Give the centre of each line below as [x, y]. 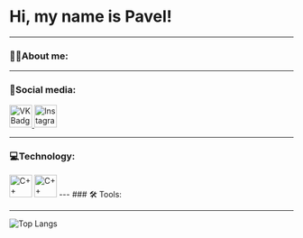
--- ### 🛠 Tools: [90, 194]
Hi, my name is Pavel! [91, 17]
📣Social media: [43, 90]
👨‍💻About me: [39, 56]
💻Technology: [42, 157]
